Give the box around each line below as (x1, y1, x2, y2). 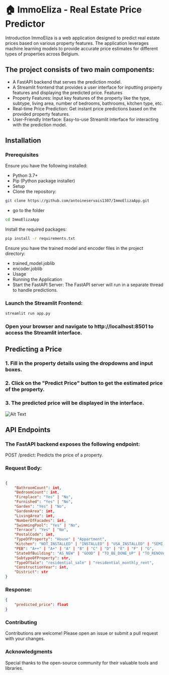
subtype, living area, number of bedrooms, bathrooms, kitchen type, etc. (12, 100, 163, 106)
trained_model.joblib (12, 260, 55, 266)
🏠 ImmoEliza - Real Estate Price (5, 4, 142, 16)
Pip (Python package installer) (12, 178, 75, 184)
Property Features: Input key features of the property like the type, (12, 95, 151, 101)
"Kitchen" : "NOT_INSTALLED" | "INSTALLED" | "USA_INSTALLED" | (14, 542, 150, 547)
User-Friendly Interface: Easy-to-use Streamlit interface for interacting (12, 116, 158, 122)
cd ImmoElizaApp (5, 217, 39, 222)
